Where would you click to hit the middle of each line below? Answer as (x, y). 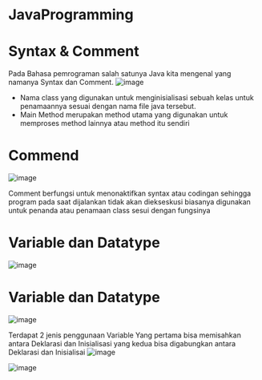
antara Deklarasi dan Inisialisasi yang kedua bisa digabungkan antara (122, 343)
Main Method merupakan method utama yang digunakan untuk (124, 115)
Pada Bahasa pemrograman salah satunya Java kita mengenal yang (120, 74)
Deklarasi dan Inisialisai (47, 352)
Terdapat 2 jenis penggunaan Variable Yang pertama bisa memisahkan (125, 335)
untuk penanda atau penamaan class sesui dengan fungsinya (109, 211)
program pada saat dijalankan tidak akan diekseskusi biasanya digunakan (129, 202)
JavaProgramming (71, 15)
